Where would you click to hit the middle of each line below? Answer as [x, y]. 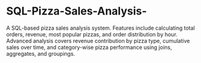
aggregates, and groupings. [41, 53]
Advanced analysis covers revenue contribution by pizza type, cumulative [98, 41]
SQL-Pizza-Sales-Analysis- [77, 11]
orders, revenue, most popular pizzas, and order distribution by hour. [92, 34]
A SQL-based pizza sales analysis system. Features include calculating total [101, 28]
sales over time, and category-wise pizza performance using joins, [89, 47]
